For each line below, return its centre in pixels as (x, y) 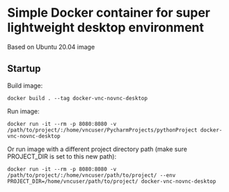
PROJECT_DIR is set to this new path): (62, 156)
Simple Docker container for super (109, 13)
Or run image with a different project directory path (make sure (97, 149)
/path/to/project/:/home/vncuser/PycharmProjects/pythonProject (102, 130)
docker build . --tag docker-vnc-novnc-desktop (78, 98)
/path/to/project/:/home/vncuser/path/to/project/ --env (92, 175)
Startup (24, 69)
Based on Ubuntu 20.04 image (51, 47)
